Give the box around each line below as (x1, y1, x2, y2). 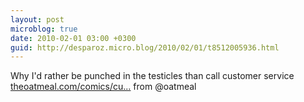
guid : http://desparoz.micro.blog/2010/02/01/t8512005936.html (10, 42, 280, 53)
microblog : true (10, 24, 78, 34)
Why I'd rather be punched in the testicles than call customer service (10, 70, 295, 82)
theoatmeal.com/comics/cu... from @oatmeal (10, 81, 197, 93)
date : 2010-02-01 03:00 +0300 (10, 33, 137, 43)
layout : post (10, 14, 65, 25)
